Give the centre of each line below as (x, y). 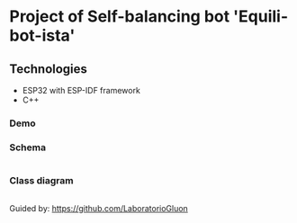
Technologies (49, 69)
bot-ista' (42, 36)
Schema (28, 147)
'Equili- (261, 17)
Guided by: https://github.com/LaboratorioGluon (99, 208)
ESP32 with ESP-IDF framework (81, 90)
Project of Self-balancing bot (120, 17)
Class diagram (41, 181)
